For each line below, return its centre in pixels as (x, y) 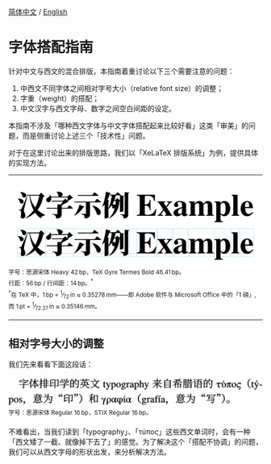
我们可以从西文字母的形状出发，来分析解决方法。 (90, 452)
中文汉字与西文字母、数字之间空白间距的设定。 (98, 108)
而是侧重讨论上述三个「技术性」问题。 (86, 135)
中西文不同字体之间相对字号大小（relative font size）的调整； (122, 88)
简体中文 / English (38, 12)
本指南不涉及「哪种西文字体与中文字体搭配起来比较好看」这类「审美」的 (128, 125)
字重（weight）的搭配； (59, 98)
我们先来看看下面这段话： (51, 364)
